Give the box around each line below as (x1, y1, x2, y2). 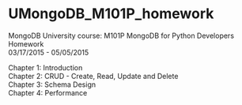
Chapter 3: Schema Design (8, 80, 96, 89)
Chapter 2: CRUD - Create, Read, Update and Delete (8, 71, 179, 81)
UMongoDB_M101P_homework (8, 5, 214, 23)
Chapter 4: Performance (8, 88, 88, 97)
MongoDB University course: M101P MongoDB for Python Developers (8, 31, 235, 40)
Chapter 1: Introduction (8, 62, 83, 72)
